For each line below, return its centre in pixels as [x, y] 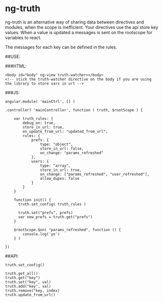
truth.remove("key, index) [32, 291]
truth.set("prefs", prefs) [45, 213]
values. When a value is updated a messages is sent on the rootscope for [79, 32]
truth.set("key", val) [28, 282]
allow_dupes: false [60, 178]
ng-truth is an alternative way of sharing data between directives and [74, 22]
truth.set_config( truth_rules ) [52, 204]
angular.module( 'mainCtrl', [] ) [40, 101]
